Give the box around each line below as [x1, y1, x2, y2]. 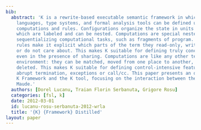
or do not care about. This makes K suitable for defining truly [16, 48, 184, 54]
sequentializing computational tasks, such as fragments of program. [16, 37, 194, 43]
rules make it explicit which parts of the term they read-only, [16, 43, 184, 49]
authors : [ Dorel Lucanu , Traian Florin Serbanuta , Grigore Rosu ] [11, 87, 178, 93]
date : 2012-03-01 [11, 98, 55, 104]
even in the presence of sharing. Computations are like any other [16, 53, 188, 59]
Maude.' [16, 81, 35, 87]
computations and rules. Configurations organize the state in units [16, 25, 194, 32]
